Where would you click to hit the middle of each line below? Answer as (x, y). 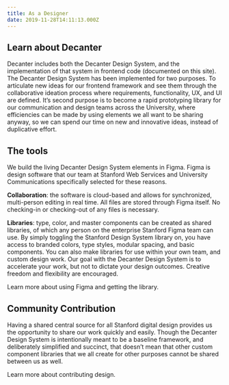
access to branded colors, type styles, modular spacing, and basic (101, 245)
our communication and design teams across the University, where (102, 107)
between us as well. (35, 361)
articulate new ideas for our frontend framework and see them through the (112, 85)
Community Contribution (62, 308)
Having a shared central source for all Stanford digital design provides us (110, 325)
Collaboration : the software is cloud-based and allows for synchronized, (109, 195)
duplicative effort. (32, 129)
